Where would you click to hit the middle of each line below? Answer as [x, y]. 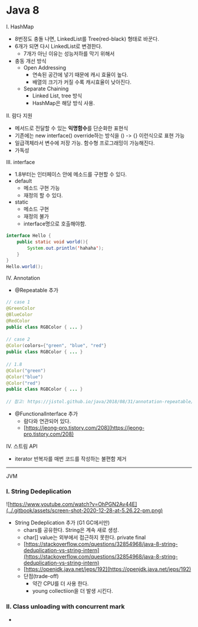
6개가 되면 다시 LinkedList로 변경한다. [58, 46]
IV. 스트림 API [22, 446]
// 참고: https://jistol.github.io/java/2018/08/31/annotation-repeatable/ [100, 402]
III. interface [21, 162]
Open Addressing [45, 67]
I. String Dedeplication [39, 491]
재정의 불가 [36, 216]
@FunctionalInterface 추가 [46, 414]
